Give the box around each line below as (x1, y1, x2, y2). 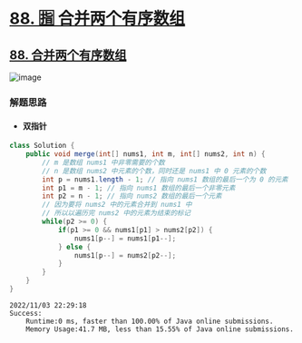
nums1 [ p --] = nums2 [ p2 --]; (73, 250, 177, 260)
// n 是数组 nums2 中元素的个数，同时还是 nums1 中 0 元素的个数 (42, 166, 267, 175)
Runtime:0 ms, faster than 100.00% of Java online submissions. (25, 317, 274, 326)
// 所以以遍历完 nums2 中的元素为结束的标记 (42, 209, 191, 218)
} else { (57, 242, 92, 251)
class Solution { (9, 142, 75, 151)
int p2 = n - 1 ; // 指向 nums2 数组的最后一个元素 (42, 191, 222, 201)
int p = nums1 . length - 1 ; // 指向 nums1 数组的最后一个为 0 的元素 (42, 174, 288, 184)
